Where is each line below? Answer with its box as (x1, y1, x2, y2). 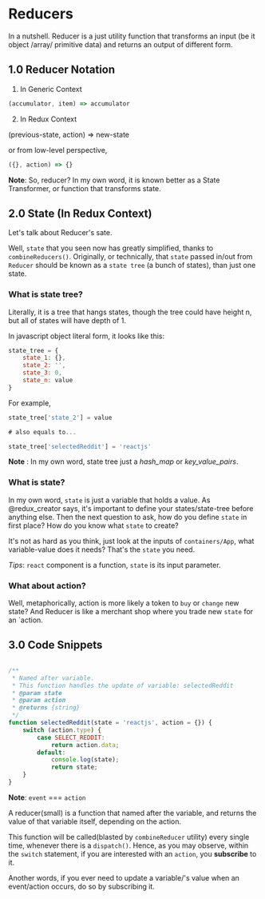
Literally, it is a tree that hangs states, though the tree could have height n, (8, 307, 252, 317)
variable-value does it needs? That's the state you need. (8, 545, 196, 554)
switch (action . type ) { (22, 725, 102, 734)
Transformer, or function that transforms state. (8, 183, 161, 193)
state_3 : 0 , (22, 369, 62, 377)
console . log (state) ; (50, 756, 120, 764)
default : (37, 749, 66, 757)
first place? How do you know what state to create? (8, 521, 179, 530)
